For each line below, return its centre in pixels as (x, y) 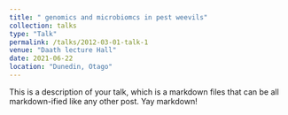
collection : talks (43, 26)
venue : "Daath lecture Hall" (63, 50)
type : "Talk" (33, 34)
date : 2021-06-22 (41, 58)
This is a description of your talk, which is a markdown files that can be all (144, 92)
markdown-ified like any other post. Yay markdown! (103, 101)
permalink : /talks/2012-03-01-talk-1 (79, 42)
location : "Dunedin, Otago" (61, 67)
